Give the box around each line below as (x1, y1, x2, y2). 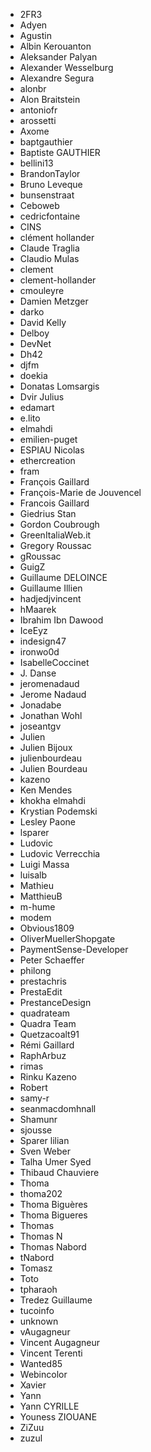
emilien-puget (19, 434, 78, 445)
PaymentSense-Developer (19, 944, 129, 955)
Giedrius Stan (19, 508, 77, 519)
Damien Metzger (19, 295, 89, 307)
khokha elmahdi (19, 795, 86, 806)
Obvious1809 (19, 922, 75, 934)
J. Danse (19, 667, 57, 679)
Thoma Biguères (19, 1199, 88, 1210)
